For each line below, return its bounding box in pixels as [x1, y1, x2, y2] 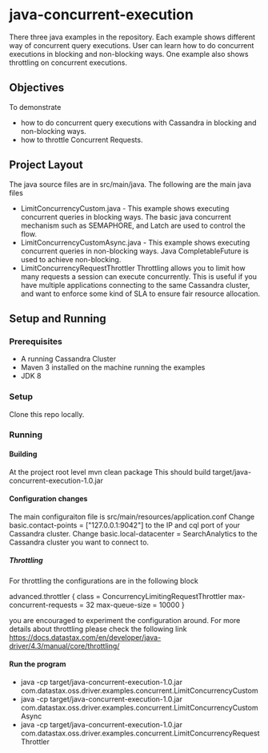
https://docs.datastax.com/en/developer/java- [9, 632, 162, 642]
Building [9, 449, 38, 459]
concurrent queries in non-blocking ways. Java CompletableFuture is [20, 246, 249, 256]
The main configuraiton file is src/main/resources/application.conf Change [9, 512, 255, 521]
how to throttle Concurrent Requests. [20, 135, 143, 144]
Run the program [9, 659, 66, 669]
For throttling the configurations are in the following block [9, 576, 198, 585]
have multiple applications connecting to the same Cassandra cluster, [20, 280, 250, 289]
